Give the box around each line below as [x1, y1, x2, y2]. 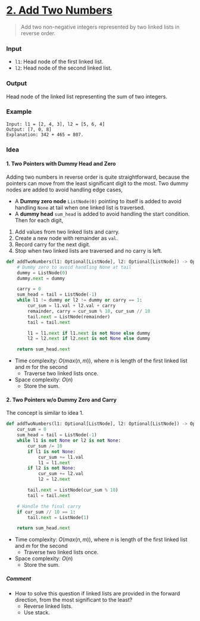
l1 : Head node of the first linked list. [14, 58, 104, 66]
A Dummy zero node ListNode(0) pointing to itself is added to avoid [14, 197, 182, 204]
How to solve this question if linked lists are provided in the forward [14, 590, 180, 597]
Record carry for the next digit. [14, 241, 90, 248]
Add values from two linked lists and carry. [14, 228, 120, 235]
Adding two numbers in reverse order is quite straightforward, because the [6, 173, 189, 181]
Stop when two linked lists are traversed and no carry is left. [14, 247, 162, 254]
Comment [6, 575, 32, 582]
